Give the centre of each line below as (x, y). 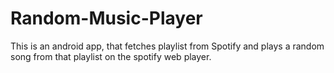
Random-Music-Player (106, 18)
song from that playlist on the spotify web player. (111, 56)
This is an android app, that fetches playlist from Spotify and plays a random (167, 46)
